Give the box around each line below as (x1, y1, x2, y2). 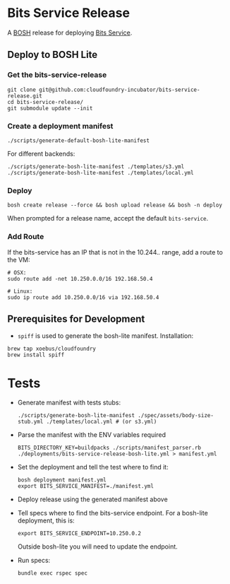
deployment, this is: (17, 516, 75, 525)
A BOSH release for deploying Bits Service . (7, 28, 133, 37)
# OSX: (7, 269, 27, 276)
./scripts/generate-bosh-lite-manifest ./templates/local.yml (7, 169, 194, 176)
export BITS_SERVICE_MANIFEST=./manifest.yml (17, 483, 154, 490)
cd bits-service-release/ (7, 98, 83, 105)
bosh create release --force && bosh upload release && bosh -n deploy (7, 202, 222, 209)
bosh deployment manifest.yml (17, 477, 107, 484)
